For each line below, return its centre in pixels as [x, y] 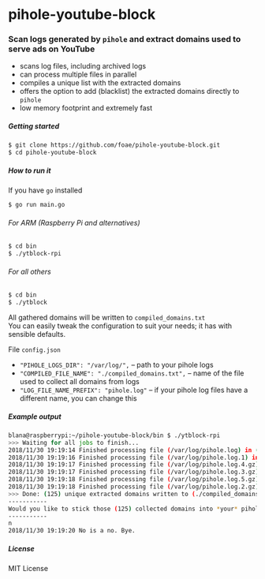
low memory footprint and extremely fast [86, 108]
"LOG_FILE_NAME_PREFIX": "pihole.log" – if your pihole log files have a [134, 390]
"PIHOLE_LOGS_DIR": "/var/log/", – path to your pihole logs [117, 364]
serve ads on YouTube [52, 49]
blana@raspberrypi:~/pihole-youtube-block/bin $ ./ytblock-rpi [114, 435]
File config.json [34, 349]
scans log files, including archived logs [83, 66]
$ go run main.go [37, 205]
